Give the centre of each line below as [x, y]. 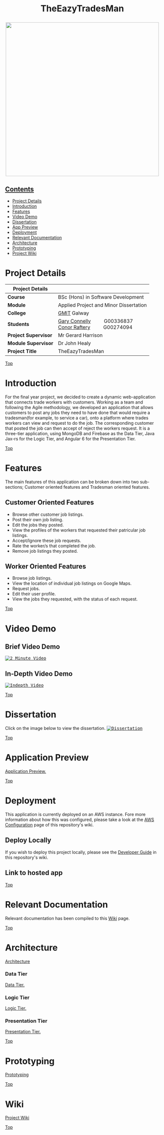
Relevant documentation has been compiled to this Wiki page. [67, 918]
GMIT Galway [73, 313]
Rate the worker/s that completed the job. [54, 546]
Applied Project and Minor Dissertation [102, 305]
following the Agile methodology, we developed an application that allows [79, 407]
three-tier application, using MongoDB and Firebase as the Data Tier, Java [80, 433]
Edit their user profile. [34, 594]
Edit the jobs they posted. [38, 525]
